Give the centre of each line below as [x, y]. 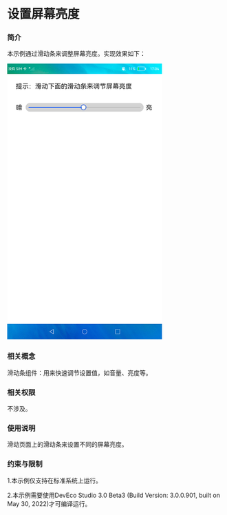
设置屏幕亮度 [44, 14]
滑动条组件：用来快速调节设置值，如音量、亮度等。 [79, 372]
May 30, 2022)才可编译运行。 [49, 503]
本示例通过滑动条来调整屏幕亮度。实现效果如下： [76, 54]
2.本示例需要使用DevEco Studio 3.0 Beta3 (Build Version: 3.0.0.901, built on [113, 495]
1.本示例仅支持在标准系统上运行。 [54, 481]
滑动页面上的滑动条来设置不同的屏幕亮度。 [67, 445]
